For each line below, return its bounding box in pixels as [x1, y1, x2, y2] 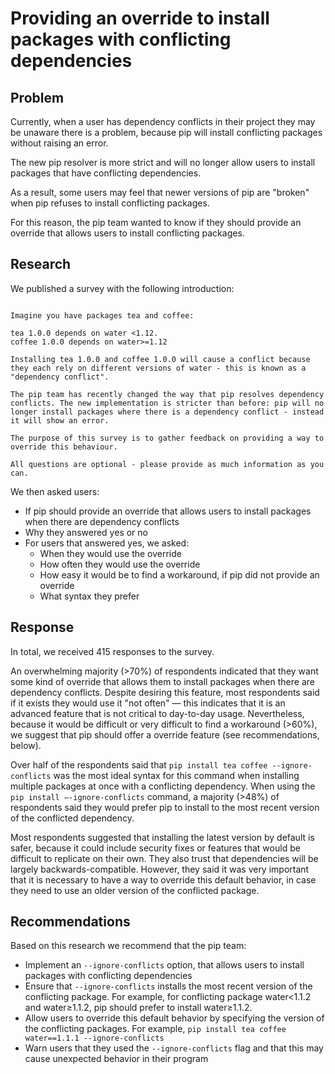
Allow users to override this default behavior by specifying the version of [24, 1012, 325, 1024]
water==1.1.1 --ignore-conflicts [24, 1033, 165, 1044]
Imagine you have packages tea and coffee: [10, 310, 195, 321]
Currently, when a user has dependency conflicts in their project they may [10, 116, 316, 127]
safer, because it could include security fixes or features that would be [10, 842, 301, 854]
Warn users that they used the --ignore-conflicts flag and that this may [24, 1042, 324, 1054]
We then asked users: [10, 485, 100, 497]
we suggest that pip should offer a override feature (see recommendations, [10, 728, 320, 741]
